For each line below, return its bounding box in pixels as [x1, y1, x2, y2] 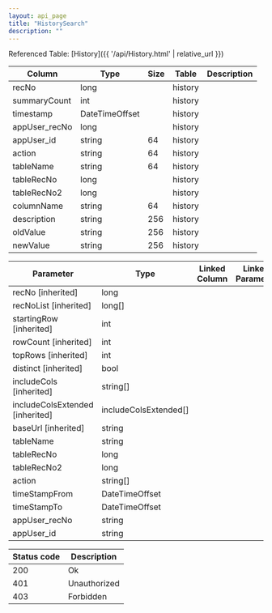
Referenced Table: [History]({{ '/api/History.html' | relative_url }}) [8, 49, 224, 59]
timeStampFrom [12, 488, 74, 500]
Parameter [32, 268, 74, 279]
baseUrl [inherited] [12, 423, 85, 434]
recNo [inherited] [12, 287, 79, 298]
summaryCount [12, 95, 71, 106]
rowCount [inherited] [12, 337, 92, 348]
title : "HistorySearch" [8, 19, 89, 28]
